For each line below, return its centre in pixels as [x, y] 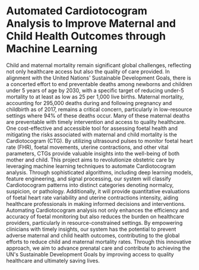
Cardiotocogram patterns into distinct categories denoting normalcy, [90, 185]
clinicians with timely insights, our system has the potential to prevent [91, 229]
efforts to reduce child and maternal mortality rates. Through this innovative [99, 242]
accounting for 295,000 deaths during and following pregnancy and [89, 103]
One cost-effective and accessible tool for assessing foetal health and [92, 128]
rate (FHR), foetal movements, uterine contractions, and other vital [87, 147]
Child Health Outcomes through [86, 36]
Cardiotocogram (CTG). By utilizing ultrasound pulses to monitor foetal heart [99, 141]
